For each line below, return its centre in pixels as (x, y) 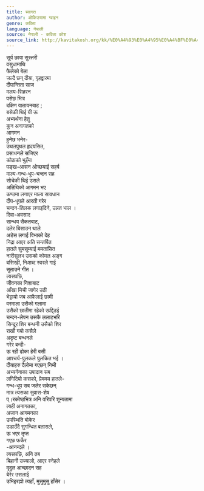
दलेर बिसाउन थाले (23, 228)
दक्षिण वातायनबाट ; (24, 105)
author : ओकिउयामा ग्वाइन (32, 18)
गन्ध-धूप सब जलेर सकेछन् (31, 386)
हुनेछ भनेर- (17, 139)
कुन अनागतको (20, 126)
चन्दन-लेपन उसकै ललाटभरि (33, 317)
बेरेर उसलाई (18, 474)
